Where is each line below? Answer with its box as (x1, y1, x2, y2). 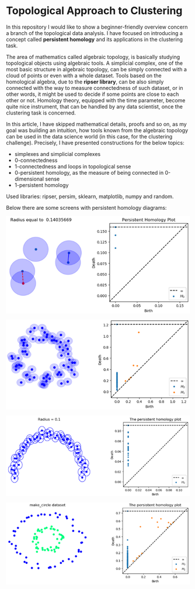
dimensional (14, 175, 44, 182)
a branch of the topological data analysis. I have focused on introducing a (6, 29, 183, 36)
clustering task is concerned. (6, 109, 76, 116)
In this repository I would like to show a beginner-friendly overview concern (6, 23, 188, 30)
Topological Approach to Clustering (6, 4, 183, 18)
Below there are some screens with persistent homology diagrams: (6, 204, 167, 211)
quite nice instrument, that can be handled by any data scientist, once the (6, 103, 183, 110)
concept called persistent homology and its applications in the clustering (6, 36, 183, 43)
